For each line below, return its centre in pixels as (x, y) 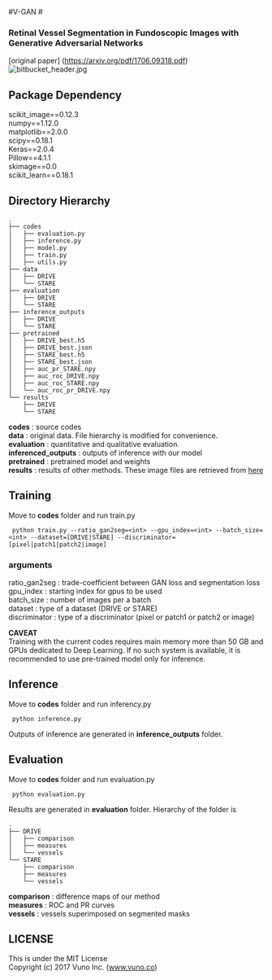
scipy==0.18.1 (30, 141)
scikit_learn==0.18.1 (41, 175)
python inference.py (47, 719)
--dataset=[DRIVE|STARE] (72, 537)
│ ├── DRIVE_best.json (50, 348)
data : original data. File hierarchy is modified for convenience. (113, 435)
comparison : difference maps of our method (84, 896)
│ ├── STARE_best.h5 (47, 354)
